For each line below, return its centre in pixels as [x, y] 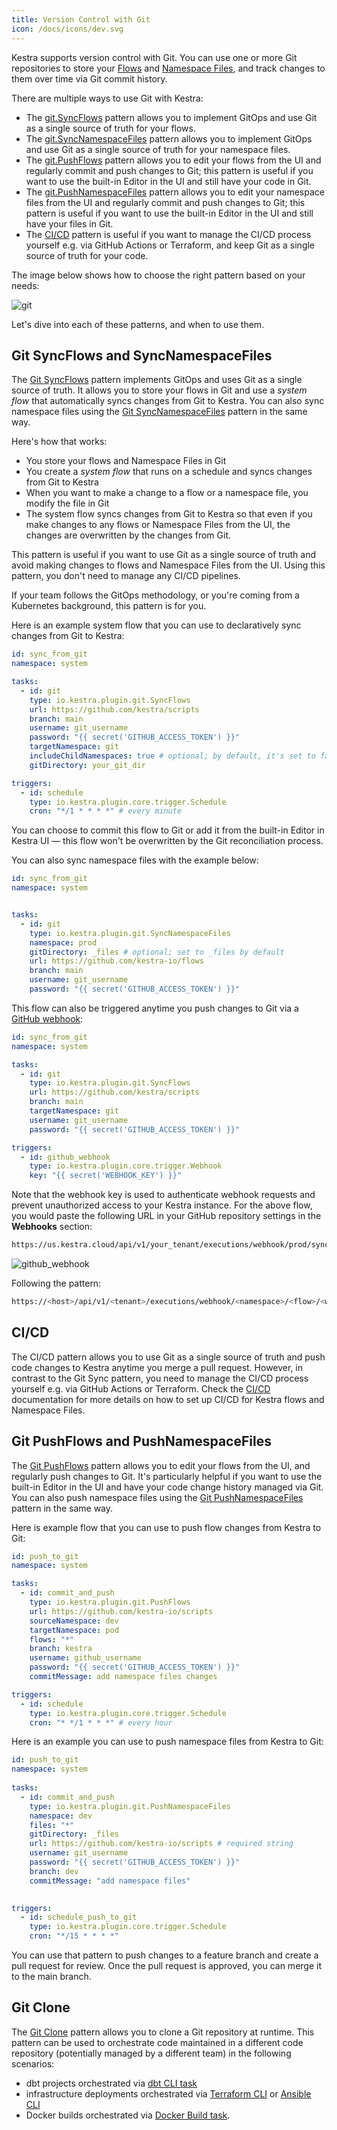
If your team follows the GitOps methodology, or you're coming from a [155, 595]
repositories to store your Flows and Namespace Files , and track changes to [168, 68]
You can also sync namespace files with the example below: [135, 860]
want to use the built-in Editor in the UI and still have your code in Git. [168, 181]
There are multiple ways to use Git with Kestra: [107, 98]
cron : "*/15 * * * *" [74, 1936]
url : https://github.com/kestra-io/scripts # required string [161, 1844]
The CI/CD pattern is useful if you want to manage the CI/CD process [168, 234]
